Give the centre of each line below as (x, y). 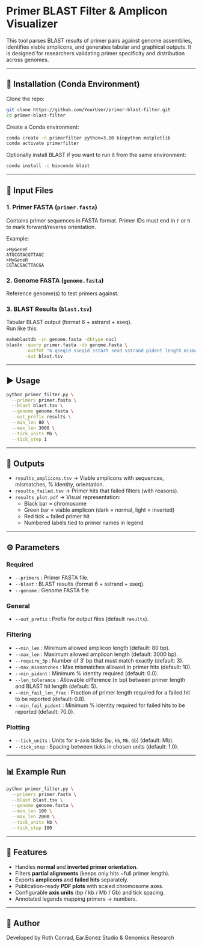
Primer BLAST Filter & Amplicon (87, 11)
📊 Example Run (36, 772)
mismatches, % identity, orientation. (60, 485)
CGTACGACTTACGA (25, 265)
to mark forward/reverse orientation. (51, 227)
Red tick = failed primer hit (57, 516)
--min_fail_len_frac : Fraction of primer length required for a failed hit (103, 692)
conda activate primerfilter (43, 143)
